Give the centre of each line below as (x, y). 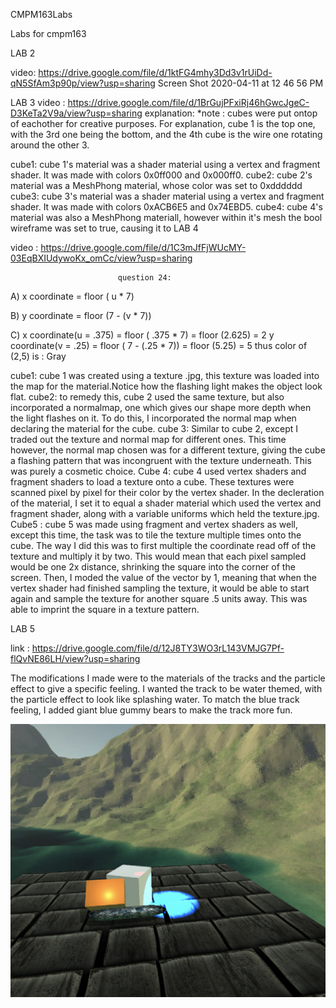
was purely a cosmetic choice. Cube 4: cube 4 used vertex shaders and (158, 471)
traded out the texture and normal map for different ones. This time (148, 439)
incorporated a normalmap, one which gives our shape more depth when (161, 407)
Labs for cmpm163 (48, 33)
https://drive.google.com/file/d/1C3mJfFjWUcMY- (143, 247)
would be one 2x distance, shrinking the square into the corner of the (153, 567)
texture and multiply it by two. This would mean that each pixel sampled (158, 556)
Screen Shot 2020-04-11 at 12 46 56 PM (240, 83)
